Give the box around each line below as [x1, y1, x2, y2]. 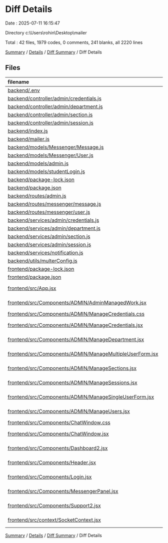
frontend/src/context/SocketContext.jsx [7, 516, 101, 523]
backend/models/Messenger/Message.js [7, 143, 104, 150]
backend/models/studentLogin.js [7, 168, 85, 175]
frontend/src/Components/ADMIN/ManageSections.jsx [7, 365, 136, 372]
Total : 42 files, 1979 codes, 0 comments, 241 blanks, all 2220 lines [5, 39, 143, 45]
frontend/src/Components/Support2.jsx [7, 502, 101, 509]
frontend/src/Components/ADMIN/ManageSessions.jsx [7, 379, 137, 386]
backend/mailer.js [7, 135, 50, 142]
